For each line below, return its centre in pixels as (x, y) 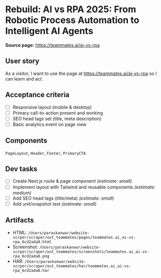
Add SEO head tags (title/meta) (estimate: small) (63, 198)
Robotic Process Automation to (72, 20)
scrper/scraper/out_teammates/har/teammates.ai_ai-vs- (72, 266)
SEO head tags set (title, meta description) (57, 119)
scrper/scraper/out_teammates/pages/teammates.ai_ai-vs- (74, 237)
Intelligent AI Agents (49, 31)
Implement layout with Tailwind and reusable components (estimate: (84, 187)
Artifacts (20, 220)
